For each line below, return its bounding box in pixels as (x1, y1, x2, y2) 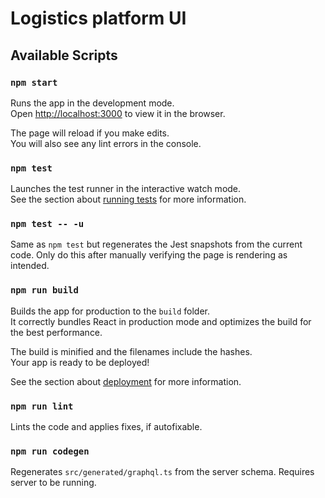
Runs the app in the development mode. (10, 97, 175, 109)
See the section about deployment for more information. (10, 375, 242, 387)
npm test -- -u (10, 218, 85, 230)
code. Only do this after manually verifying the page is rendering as (10, 249, 288, 261)
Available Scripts (10, 47, 118, 64)
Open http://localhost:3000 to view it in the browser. (10, 107, 226, 119)
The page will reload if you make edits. (10, 127, 170, 139)
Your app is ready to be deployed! (10, 356, 150, 368)
